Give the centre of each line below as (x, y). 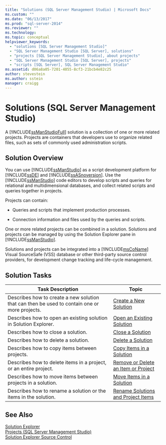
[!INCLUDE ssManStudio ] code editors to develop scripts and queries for (79, 180)
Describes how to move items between (53, 377)
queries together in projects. (34, 191)
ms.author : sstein (24, 79)
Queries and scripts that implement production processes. (71, 210)
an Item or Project (134, 369)
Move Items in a (131, 377)
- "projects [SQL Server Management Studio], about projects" (75, 56)
